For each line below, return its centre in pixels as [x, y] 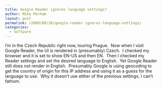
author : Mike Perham [26, 14]
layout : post [18, 18]
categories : [17, 27]
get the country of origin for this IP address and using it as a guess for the [79, 71]
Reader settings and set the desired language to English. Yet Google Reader [81, 61]
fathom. [13, 81]
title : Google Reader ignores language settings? [56, 9]
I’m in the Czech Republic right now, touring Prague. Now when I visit [74, 45]
